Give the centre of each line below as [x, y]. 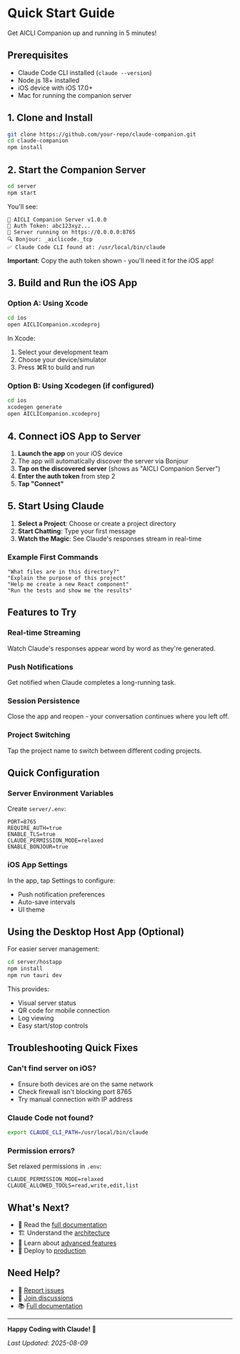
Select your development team [63, 352]
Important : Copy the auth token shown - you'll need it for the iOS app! [111, 260]
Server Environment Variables [61, 793]
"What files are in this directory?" [64, 572]
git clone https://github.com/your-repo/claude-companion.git [102, 134]
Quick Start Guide [61, 13]
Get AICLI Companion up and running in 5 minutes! [82, 33]
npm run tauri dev [35, 976]
